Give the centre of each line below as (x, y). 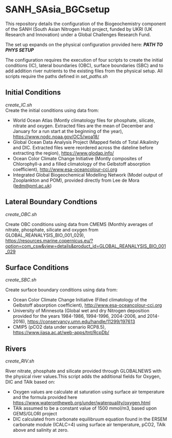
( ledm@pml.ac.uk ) (32, 185)
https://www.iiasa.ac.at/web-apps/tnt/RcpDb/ (61, 333)
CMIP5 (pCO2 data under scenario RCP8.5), (59, 327)
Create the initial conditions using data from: (52, 110)
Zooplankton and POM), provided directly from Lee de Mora (76, 180)
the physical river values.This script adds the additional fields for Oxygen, (83, 376)
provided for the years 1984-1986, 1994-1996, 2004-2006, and (79, 316)
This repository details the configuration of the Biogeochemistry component (86, 24)
